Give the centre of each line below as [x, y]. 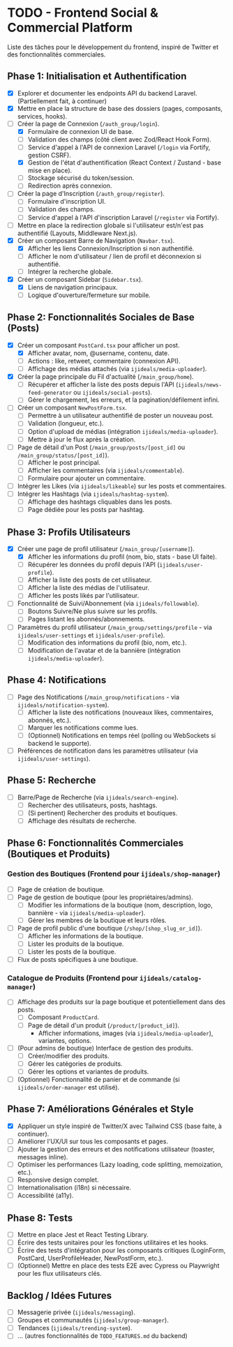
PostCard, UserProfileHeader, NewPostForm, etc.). [90, 1258]
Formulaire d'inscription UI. [67, 202]
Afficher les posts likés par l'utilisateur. [83, 596]
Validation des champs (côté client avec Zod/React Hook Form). [119, 140]
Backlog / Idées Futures [60, 1295]
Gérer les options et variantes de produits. [88, 1071]
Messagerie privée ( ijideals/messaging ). [76, 1312]
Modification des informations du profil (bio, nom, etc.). [107, 642]
